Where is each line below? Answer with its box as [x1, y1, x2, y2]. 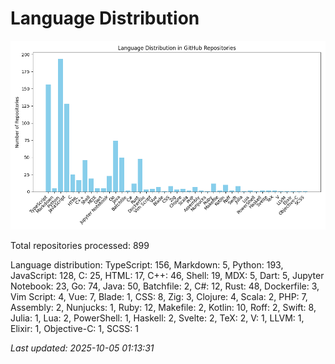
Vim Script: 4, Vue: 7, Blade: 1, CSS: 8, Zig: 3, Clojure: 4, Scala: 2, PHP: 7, [10, 291, 308, 303]
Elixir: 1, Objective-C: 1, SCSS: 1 [10, 323, 139, 335]
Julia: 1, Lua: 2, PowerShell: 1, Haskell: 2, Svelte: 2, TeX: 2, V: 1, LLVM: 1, [10, 312, 305, 324]
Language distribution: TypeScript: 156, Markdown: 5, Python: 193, [10, 259, 284, 271]
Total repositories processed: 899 [10, 240, 150, 252]
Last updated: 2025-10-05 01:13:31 [10, 342, 155, 354]
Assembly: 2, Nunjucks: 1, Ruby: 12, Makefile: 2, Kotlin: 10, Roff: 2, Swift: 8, [10, 302, 317, 314]
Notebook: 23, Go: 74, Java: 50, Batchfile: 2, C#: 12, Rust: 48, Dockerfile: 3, [10, 280, 320, 292]
